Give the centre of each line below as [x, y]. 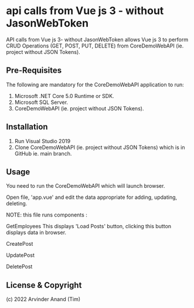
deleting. [17, 204]
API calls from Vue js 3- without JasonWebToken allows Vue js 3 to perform [97, 39]
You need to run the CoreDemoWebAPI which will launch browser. [86, 186]
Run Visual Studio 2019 [42, 141]
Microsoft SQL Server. [41, 102]
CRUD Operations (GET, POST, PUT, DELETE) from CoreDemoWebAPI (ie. [95, 46]
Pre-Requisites [34, 71]
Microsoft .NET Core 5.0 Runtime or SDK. [64, 96]
